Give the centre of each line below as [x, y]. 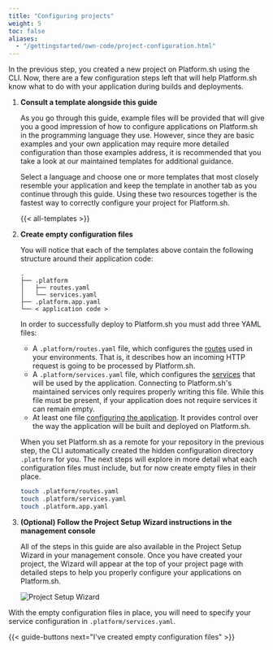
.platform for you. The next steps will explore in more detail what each [139, 459]
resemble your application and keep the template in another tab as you [139, 186]
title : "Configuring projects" [61, 16]
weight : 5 [25, 24]
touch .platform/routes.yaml [69, 492]
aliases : [23, 39]
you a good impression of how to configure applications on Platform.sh [139, 127]
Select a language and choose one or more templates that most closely [139, 177]
